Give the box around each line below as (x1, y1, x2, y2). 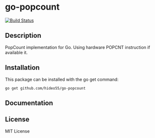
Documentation (5, 99, 53, 107)
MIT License (5, 128, 30, 134)
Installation (5, 63, 40, 72)
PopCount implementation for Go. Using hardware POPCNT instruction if (5, 44, 151, 50)
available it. (5, 49, 28, 55)
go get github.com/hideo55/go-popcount (5, 86, 86, 91)
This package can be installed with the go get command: (5, 77, 119, 82)
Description (5, 31, 41, 40)
